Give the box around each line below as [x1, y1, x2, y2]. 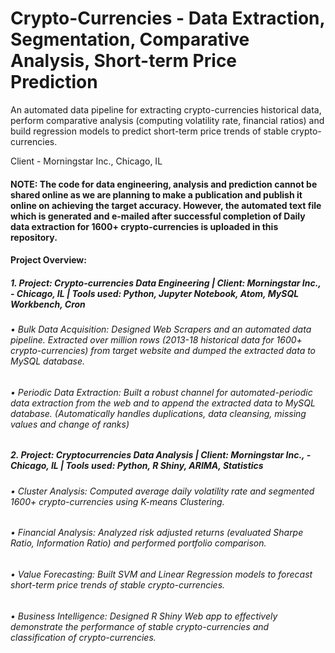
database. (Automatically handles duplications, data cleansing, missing [10, 407, 307, 419]
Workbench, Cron [10, 298, 86, 310]
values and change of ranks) [10, 418, 130, 430]
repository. [10, 231, 58, 243]
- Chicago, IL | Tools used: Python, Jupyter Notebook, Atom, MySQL [10, 287, 300, 299]
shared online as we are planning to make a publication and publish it [10, 188, 303, 201]
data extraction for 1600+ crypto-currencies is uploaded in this [10, 220, 279, 232]
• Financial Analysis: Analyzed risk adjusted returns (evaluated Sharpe [10, 527, 304, 539]
